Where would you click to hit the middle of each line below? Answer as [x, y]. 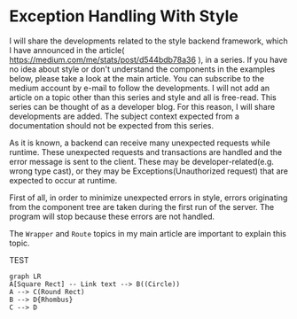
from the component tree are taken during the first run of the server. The [142, 206]
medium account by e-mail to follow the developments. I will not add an [140, 88]
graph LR [25, 276]
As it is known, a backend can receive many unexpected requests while [140, 143]
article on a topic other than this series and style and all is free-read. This [143, 97]
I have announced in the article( [67, 50]
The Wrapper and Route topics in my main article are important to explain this [148, 233]
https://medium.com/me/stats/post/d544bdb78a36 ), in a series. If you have [148, 59]
